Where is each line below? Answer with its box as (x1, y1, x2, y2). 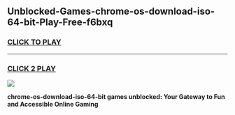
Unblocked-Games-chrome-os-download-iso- (7, 6, 215, 17)
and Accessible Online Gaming (7, 100, 99, 108)
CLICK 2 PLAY (7, 63, 56, 73)
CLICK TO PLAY (7, 38, 62, 47)
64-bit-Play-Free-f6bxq (7, 17, 113, 29)
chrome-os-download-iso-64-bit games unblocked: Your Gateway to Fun (7, 92, 225, 100)
